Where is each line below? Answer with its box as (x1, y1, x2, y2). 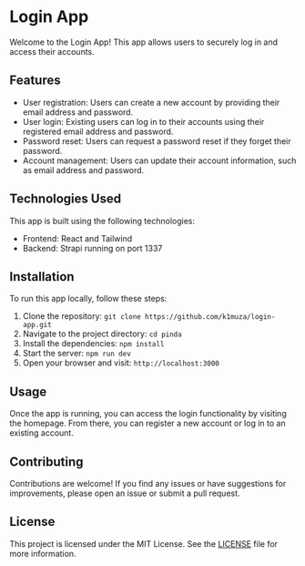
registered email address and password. (22, 126, 174, 137)
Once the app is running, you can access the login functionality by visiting (9, 408, 287, 419)
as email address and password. (22, 164, 145, 175)
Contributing (9, 454, 84, 469)
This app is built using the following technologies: (9, 215, 196, 226)
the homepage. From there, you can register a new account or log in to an (9, 417, 286, 429)
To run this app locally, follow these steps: (9, 293, 168, 304)
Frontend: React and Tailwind (22, 232, 133, 243)
